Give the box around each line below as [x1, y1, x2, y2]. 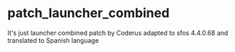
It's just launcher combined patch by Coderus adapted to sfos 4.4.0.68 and [7, 28, 229, 37]
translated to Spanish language [7, 36, 99, 44]
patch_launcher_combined [7, 5, 170, 21]
